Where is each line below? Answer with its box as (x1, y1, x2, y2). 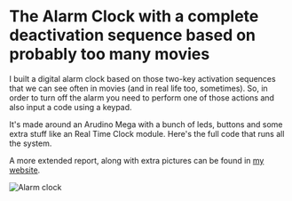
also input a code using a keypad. (9, 101, 132, 112)
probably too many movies (9, 44, 210, 64)
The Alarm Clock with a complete (9, 6, 259, 27)
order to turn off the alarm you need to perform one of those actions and (9, 92, 275, 103)
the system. (9, 138, 52, 149)
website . (9, 165, 41, 175)
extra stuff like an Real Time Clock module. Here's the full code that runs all (9, 128, 285, 139)
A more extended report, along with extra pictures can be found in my (9, 155, 264, 165)
